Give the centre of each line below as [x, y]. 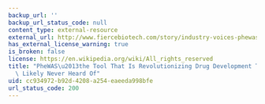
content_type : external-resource [63, 30]
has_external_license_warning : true [68, 45]
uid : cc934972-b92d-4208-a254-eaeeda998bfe [81, 81]
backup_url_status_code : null [58, 23]
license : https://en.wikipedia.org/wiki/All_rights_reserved [111, 59]
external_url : [32, 37]
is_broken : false [37, 52]
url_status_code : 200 [44, 88]
